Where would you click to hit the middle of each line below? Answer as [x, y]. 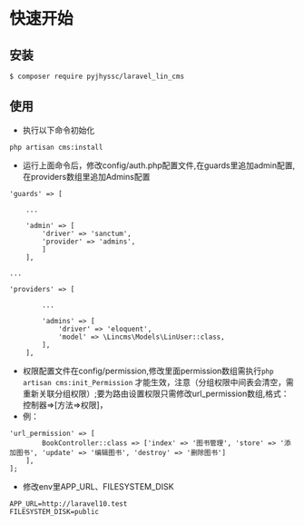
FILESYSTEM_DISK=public [54, 511]
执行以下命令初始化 [59, 130]
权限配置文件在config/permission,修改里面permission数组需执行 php [148, 371]
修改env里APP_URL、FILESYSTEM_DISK [98, 486]
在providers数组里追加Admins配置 [86, 176]
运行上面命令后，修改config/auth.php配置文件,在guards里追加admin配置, [159, 165]
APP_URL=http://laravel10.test [69, 504]
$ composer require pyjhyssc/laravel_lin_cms [97, 76]
